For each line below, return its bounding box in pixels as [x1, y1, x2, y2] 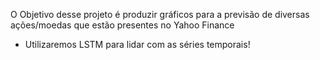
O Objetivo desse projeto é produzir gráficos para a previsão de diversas [10, 9, 310, 20]
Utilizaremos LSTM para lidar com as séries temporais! [24, 39, 251, 50]
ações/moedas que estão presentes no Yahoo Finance [10, 19, 235, 31]
